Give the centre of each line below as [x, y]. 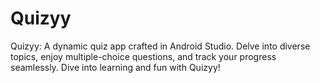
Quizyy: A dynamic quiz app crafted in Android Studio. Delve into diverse [160, 46]
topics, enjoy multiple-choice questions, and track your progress [143, 56]
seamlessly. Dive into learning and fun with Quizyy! [115, 67]
